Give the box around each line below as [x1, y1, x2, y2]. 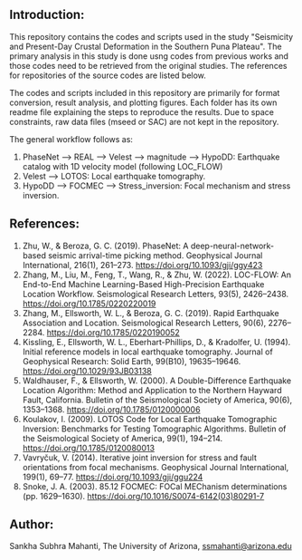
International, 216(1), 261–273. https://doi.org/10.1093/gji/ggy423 [22, 259, 263, 270]
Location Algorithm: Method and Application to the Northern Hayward [22, 384, 282, 395]
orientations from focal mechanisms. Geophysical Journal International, [22, 461, 289, 472]
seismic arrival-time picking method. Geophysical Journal [48, 249, 263, 261]
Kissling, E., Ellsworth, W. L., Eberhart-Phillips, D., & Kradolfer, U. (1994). [22, 336, 291, 347]
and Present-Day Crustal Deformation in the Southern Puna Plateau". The [9, 41, 282, 52]
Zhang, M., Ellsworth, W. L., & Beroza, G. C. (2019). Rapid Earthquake [22, 307, 279, 318]
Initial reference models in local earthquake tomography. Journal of [22, 346, 273, 357]
